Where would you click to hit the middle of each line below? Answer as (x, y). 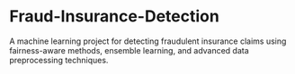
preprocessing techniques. (59, 60)
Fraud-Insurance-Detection (115, 16)
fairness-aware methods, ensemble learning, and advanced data (129, 50)
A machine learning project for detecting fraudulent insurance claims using (148, 41)
